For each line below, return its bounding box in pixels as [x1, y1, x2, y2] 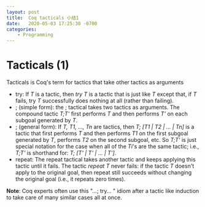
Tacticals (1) [6, 58, 69, 72]
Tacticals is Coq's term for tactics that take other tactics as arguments [6, 79, 184, 86]
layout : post [6, 9, 40, 15]
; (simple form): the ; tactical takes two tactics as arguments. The [15, 104, 180, 111]
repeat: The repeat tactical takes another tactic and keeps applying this [15, 156, 196, 163]
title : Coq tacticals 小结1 [6, 15, 79, 21]
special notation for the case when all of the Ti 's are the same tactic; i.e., [15, 143, 199, 150]
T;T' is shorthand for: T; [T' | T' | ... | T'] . [15, 149, 117, 157]
